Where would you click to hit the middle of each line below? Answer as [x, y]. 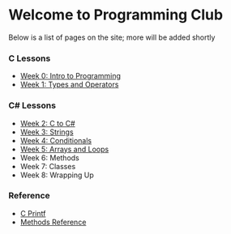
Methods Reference [53, 222]
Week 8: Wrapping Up [57, 175]
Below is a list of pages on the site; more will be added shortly [112, 37]
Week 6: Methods [49, 157]
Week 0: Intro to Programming [71, 76]
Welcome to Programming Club [116, 15]
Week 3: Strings [47, 132]
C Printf [33, 213]
